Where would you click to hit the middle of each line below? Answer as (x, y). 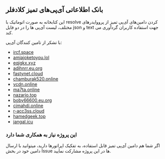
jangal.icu (23, 121)
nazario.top (25, 95)
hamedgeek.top (29, 116)
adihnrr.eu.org (28, 68)
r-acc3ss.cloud (29, 111)
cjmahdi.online (28, 105)
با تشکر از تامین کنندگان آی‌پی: (34, 42)
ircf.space (23, 52)
